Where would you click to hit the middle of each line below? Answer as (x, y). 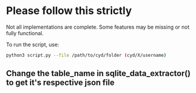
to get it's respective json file (60, 83)
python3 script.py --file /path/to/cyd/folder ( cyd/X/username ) (86, 55)
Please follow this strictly (69, 11)
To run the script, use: (33, 44)
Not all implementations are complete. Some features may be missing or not (98, 27)
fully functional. (25, 33)
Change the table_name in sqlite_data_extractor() (98, 73)
